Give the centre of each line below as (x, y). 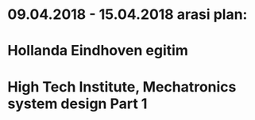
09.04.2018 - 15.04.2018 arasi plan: (127, 15)
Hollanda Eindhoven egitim (98, 51)
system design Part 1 (77, 103)
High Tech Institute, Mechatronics (122, 86)
